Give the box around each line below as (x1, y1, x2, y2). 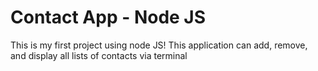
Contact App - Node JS (10, 6, 207, 29)
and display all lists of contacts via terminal (10, 49, 188, 61)
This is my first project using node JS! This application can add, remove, (10, 39, 308, 51)
